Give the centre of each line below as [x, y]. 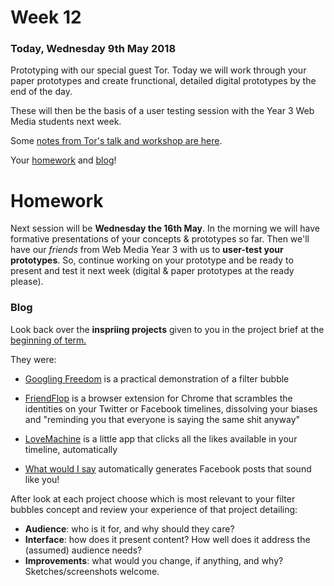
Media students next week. [66, 122]
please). [27, 282]
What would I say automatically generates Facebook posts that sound [168, 468]
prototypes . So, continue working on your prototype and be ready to [152, 260]
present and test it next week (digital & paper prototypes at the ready [152, 271]
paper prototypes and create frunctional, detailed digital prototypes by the [163, 81]
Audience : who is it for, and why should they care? [129, 528]
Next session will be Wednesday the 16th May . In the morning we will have [165, 228]
